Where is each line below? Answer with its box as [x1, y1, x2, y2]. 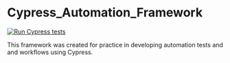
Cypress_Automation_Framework [7, 5, 203, 21]
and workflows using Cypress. [7, 48, 93, 56]
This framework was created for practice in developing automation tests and [7, 40, 223, 49]
